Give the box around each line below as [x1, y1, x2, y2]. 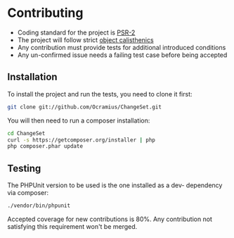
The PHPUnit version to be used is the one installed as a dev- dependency [7, 181, 223, 189]
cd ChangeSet [7, 130, 46, 137]
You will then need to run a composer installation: [7, 116, 150, 125]
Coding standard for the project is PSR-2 [17, 28, 136, 37]
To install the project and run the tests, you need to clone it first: [7, 89, 193, 98]
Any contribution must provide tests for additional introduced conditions [17, 43, 226, 51]
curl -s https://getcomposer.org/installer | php [7, 136, 156, 144]
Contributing [7, 5, 84, 21]
